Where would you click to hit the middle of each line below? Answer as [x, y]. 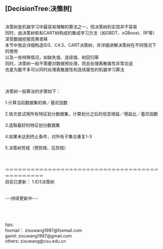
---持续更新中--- [22, 198]
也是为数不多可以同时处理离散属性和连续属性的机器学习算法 [65, 69]
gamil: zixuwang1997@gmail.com [38, 236]
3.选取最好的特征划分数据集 [33, 125]
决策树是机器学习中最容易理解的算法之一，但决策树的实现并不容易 [71, 26]
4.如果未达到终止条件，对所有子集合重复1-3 [49, 136]
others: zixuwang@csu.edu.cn [36, 241]
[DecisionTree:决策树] [38, 9]
